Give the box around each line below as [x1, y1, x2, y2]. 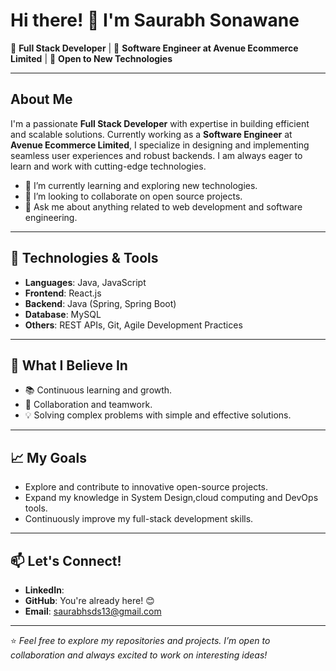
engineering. [24, 211, 78, 223]
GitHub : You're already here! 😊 [24, 595, 155, 606]
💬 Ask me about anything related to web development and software [24, 200, 303, 213]
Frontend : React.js [24, 287, 102, 299]
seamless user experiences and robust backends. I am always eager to [10, 149, 303, 161]
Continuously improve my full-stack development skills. [24, 513, 254, 525]
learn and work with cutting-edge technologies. [10, 160, 207, 172]
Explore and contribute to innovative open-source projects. [24, 481, 269, 493]
